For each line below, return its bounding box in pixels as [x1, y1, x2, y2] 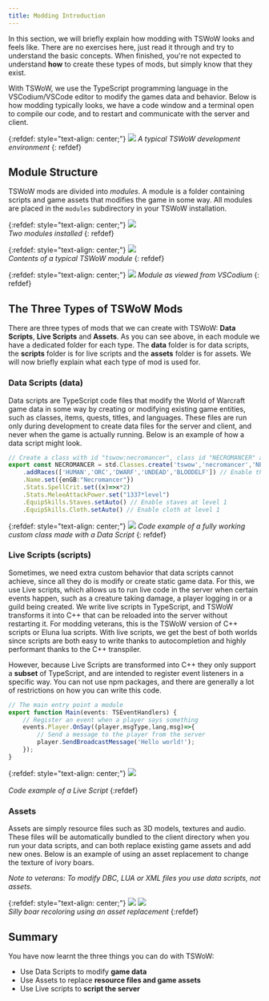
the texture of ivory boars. [8, 858, 94, 867]
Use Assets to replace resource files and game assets [19, 975, 202, 985]
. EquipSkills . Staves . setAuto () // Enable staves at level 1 [22, 498, 227, 506]
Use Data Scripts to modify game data [19, 967, 147, 976]
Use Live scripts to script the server [19, 983, 140, 993]
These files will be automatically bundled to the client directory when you [8, 832, 250, 842]
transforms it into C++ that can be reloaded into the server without [8, 610, 228, 620]
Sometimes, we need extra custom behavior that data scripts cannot [8, 568, 234, 577]
